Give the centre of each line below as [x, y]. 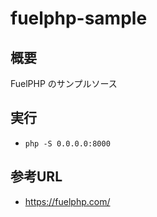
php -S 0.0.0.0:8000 [67, 143]
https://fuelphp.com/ [67, 201]
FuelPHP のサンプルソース [64, 83]
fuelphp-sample [79, 18]
